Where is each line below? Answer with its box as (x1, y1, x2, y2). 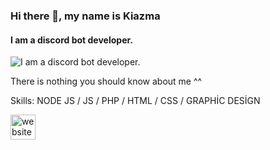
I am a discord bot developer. (10, 34, 133, 46)
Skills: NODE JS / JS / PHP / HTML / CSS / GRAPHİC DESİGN (10, 95, 261, 107)
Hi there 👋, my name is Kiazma (10, 9, 161, 23)
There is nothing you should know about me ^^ (10, 75, 203, 88)
